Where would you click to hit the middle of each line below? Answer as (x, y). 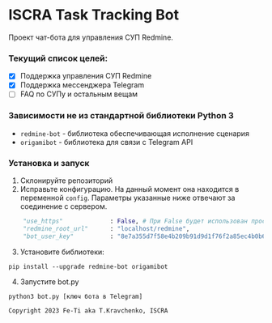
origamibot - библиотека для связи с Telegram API (106, 142)
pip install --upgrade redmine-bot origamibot (88, 266)
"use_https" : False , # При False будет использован (136, 221)
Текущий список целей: (58, 58)
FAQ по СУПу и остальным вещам (79, 94)
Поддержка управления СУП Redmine (86, 76)
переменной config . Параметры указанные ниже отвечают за (127, 198)
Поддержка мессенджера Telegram (82, 85)
